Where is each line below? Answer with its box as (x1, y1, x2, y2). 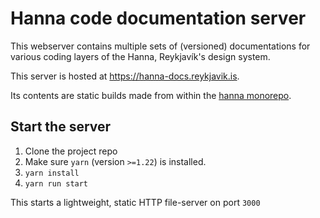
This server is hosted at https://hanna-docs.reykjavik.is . (10, 70, 240, 82)
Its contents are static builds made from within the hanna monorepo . (10, 89, 292, 101)
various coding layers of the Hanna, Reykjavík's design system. (10, 50, 271, 62)
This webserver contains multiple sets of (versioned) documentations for (10, 40, 311, 52)
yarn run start (24, 178, 89, 189)
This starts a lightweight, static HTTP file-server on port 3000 (10, 196, 261, 208)
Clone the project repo (24, 145, 118, 157)
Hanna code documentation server (10, 7, 307, 30)
